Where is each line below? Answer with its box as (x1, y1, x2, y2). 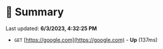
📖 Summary (5, 5, 64, 19)
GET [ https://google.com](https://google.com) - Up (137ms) (14, 36, 158, 43)
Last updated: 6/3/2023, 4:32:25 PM (5, 25, 97, 32)
